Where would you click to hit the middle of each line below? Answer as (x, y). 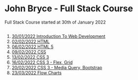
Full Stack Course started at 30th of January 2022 (55, 22)
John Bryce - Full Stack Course (69, 9)
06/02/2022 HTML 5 (33, 47)
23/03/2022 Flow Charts (36, 73)
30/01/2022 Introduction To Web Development (58, 36)
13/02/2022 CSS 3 (30, 57)
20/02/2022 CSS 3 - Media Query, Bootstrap (57, 68)
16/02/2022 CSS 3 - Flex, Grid (42, 62)
